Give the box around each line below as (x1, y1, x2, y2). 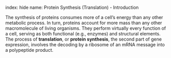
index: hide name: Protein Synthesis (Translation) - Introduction (5, 5, 139, 10)
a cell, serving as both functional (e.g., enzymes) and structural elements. (5, 31, 161, 36)
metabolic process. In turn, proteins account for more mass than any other (5, 20, 162, 26)
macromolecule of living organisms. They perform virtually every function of (5, 25, 166, 31)
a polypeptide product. (5, 47, 54, 53)
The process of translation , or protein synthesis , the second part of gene (5, 36, 162, 42)
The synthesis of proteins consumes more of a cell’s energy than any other (5, 14, 163, 20)
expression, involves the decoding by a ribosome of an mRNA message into (5, 42, 165, 48)
